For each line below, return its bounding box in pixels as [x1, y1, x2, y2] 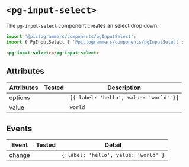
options [9, 94, 30, 102]
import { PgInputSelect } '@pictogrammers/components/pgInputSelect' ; [6, 39, 184, 45]
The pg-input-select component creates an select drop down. [6, 22, 159, 29]
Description [107, 83, 141, 92]
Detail [104, 141, 122, 149]
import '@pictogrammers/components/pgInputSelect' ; [6, 33, 136, 40]
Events [6, 123, 33, 133]
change [9, 151, 31, 159]
